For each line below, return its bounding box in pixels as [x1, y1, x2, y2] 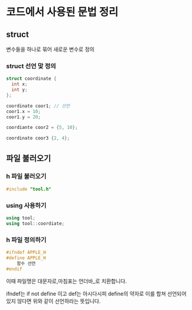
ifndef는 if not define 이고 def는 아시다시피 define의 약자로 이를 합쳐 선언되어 [6, 290, 187, 297]
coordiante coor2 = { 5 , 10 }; [6, 125, 78, 131]
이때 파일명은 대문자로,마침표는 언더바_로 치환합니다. [6, 277, 127, 285]
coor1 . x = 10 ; [6, 108, 41, 114]
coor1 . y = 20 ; [6, 114, 41, 120]
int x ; [11, 81, 28, 88]
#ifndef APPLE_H [6, 250, 46, 256]
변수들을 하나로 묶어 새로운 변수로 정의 [6, 46, 95, 53]
